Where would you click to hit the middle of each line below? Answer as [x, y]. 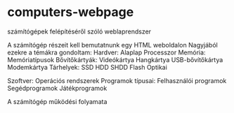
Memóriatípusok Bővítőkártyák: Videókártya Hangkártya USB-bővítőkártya [115, 59]
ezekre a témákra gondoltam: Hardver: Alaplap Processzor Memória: [106, 52]
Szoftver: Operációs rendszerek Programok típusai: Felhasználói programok [117, 80]
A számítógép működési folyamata [57, 101]
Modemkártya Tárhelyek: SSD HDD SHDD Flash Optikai [87, 67]
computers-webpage [71, 12]
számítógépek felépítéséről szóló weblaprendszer [79, 31]
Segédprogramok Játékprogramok [57, 88]
